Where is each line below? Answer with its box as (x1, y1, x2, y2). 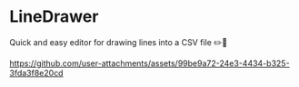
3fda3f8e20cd (9, 67, 64, 78)
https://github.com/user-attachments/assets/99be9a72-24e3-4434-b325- (9, 57, 290, 69)
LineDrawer (9, 6, 99, 27)
